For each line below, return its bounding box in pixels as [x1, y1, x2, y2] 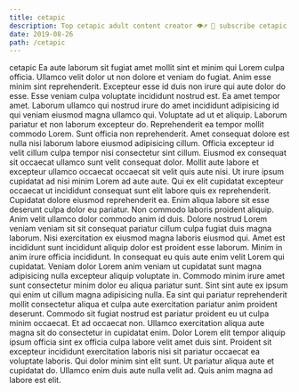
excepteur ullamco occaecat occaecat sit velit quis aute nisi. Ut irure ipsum [9, 167, 285, 177]
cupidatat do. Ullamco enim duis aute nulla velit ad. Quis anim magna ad [9, 365, 273, 376]
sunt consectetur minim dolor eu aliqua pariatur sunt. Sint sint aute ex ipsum [9, 280, 289, 290]
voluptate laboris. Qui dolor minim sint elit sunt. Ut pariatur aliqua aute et [9, 355, 274, 366]
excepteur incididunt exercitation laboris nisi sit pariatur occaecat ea [9, 347, 261, 357]
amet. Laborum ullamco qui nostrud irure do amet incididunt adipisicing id [9, 100, 279, 111]
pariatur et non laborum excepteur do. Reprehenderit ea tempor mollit [9, 119, 264, 130]
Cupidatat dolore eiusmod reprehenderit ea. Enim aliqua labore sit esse [9, 195, 270, 206]
